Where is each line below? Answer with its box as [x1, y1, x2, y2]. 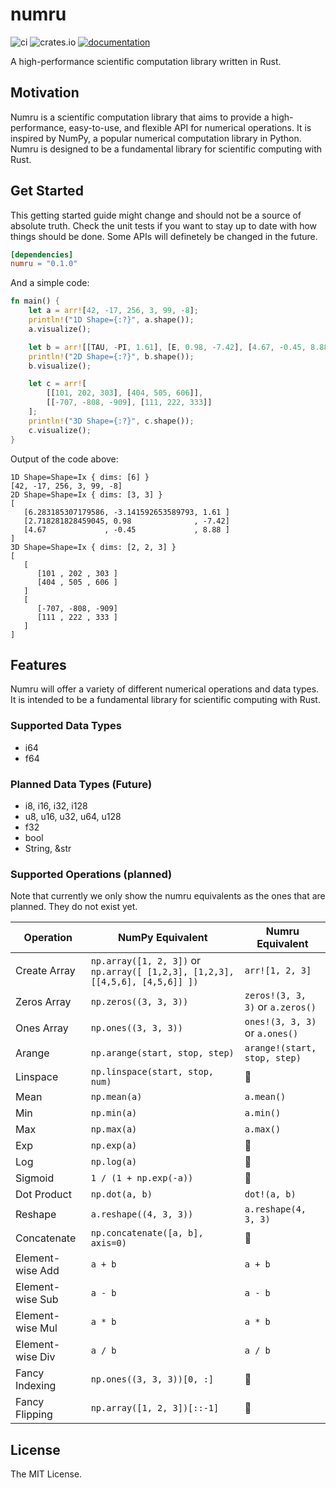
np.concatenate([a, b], [90, 1228, 204, 1239]
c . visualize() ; [28, 425, 92, 435]
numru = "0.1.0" [10, 259, 78, 269]
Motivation [10, 84, 80, 102]
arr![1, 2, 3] [244, 965, 312, 977]
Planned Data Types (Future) [10, 777, 153, 791]
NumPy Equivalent [117, 931, 208, 945]
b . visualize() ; [28, 361, 92, 371]
